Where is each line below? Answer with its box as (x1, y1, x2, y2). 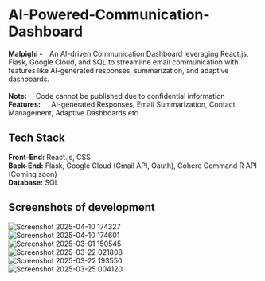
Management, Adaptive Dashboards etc (8, 107, 139, 117)
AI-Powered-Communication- (8, 6, 210, 24)
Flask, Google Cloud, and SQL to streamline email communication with (8, 57, 239, 67)
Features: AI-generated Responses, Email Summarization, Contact (8, 100, 236, 109)
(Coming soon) (8, 169, 57, 178)
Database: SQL (8, 178, 60, 187)
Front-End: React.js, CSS (8, 152, 92, 162)
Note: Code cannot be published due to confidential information (8, 91, 225, 100)
